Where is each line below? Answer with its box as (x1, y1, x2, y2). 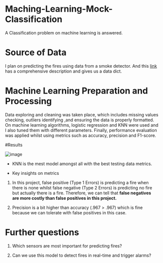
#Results (5, 142, 23, 148)
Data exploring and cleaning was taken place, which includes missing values (5, 112, 159, 117)
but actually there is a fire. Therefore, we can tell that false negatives (12, 190, 151, 196)
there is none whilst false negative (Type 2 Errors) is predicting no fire (12, 185, 152, 190)
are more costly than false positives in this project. (12, 195, 117, 201)
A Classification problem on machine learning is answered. (5, 30, 123, 36)
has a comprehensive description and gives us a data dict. (5, 68, 122, 74)
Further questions (5, 227, 79, 238)
